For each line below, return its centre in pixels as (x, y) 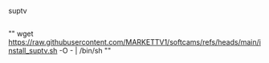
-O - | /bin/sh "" (85, 51)
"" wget (21, 33)
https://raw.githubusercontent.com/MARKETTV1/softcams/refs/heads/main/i (134, 42)
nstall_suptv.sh (33, 51)
